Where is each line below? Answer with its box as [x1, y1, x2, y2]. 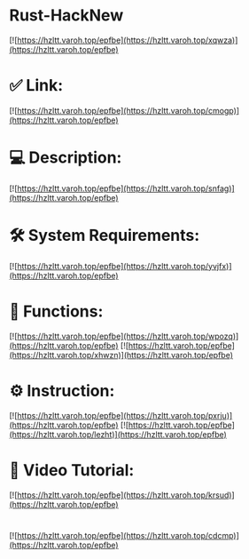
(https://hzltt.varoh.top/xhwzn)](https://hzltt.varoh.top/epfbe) [9, 349, 233, 360]
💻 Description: [9, 148, 122, 168]
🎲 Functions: [9, 301, 104, 321]
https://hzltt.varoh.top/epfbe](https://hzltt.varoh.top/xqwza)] [17, 35, 238, 45]
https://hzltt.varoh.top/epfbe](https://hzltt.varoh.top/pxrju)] [17, 410, 233, 420]
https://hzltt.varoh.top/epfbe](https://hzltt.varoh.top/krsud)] [17, 490, 235, 500]
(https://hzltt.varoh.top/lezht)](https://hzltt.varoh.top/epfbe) [9, 428, 228, 440]
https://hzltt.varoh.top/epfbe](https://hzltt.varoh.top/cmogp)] [17, 105, 240, 116]
